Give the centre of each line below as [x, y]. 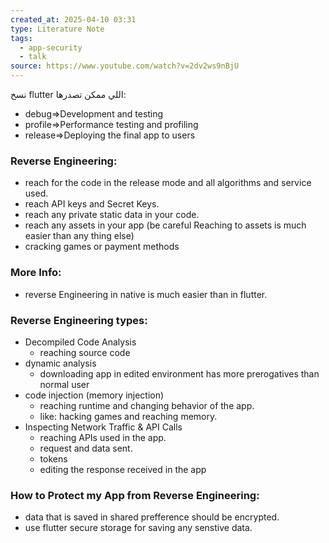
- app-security [51, 47]
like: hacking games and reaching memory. [128, 416]
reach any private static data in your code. [112, 215]
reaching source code [85, 352]
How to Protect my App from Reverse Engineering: [135, 495]
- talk [33, 57]
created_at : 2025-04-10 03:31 [73, 19]
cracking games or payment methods [102, 247]
